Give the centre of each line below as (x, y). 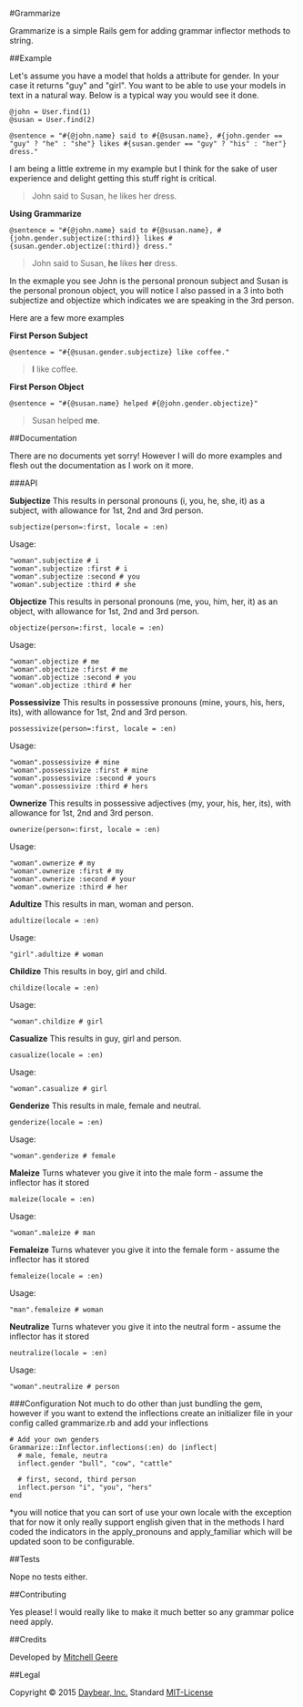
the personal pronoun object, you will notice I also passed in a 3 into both (146, 290)
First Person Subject (49, 335)
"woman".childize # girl (56, 1022)
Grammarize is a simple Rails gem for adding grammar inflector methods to (150, 31)
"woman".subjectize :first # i (69, 569)
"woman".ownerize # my (52, 863)
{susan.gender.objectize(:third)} (75, 246)
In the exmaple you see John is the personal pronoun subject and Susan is (149, 281)
